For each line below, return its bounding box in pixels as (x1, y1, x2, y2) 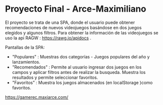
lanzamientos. (12, 59, 40, 65)
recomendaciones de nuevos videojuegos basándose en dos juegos (5, 24, 142, 30)
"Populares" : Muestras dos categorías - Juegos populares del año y (12, 53, 150, 59)
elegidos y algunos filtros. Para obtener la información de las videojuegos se (5, 30, 159, 35)
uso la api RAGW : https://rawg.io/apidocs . (5, 35, 91, 41)
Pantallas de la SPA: (5, 44, 45, 50)
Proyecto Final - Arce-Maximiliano (5, 3, 146, 15)
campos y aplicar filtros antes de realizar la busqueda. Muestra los (12, 69, 146, 75)
